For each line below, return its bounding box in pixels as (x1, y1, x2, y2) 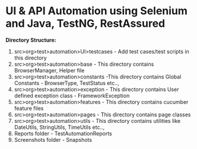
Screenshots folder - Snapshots (14, 136, 93, 143)
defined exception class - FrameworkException (14, 92, 130, 99)
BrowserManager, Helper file (14, 66, 85, 74)
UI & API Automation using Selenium (5, 4, 188, 18)
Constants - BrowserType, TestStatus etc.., (14, 79, 120, 87)
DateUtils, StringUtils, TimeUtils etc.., (14, 123, 105, 131)
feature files (14, 104, 44, 112)
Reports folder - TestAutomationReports (14, 129, 112, 137)
